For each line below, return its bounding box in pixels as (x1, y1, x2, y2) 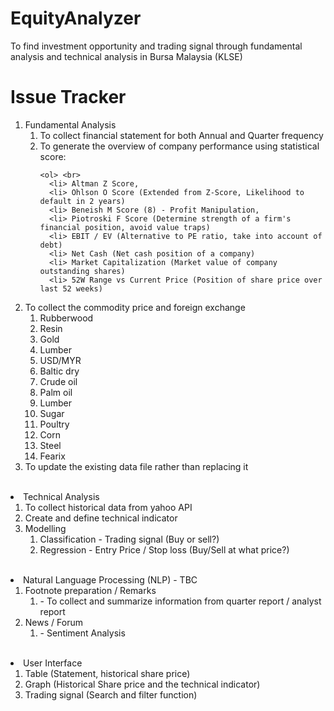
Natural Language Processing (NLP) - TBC (23, 573, 198, 586)
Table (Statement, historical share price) (24, 667, 191, 679)
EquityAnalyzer (10, 7, 142, 30)
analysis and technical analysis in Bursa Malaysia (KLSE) (10, 50, 243, 62)
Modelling (24, 522, 67, 534)
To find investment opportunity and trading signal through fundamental (10, 40, 303, 52)
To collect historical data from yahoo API (24, 501, 193, 513)
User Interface (23, 657, 83, 669)
